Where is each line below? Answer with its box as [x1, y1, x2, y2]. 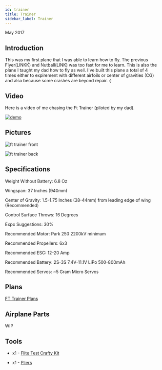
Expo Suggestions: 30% [5, 221, 54, 227]
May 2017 [5, 30, 25, 36]
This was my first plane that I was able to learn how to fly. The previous [5, 57, 148, 63]
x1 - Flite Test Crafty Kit [12, 350, 60, 356]
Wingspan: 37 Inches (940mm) [5, 187, 67, 193]
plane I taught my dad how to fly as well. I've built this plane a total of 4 [5, 67, 148, 73]
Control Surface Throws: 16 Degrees [5, 211, 79, 218]
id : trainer [5, 7, 29, 12]
